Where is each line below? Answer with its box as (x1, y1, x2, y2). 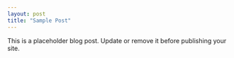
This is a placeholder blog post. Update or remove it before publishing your (7, 36, 227, 45)
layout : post (7, 10, 46, 18)
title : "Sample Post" (7, 17, 72, 24)
